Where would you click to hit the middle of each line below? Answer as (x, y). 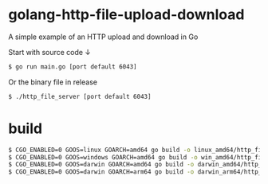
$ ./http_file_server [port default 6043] (80, 96)
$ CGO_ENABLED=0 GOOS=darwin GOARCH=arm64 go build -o (101, 172)
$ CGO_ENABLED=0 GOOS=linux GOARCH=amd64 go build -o (100, 150)
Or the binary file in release (53, 82)
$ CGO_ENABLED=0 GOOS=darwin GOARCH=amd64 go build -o (101, 165)
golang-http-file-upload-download (126, 15)
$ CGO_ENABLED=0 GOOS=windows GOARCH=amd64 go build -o (103, 157)
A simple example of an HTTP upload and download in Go (103, 37)
